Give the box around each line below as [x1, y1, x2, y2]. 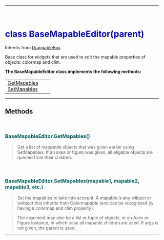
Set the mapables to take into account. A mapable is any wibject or [17, 195, 152, 201]
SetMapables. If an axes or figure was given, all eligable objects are [17, 149, 153, 155]
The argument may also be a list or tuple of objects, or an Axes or [17, 215, 149, 221]
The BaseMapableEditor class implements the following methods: [5, 69, 142, 74]
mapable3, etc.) [5, 184, 43, 190]
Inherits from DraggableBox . [5, 44, 62, 50]
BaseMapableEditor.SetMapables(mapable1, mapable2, [5, 178, 140, 185]
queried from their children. [17, 154, 72, 160]
